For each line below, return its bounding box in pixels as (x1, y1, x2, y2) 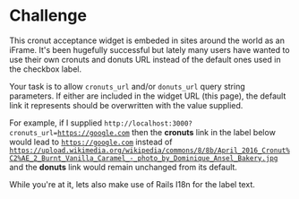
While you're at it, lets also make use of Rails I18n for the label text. (9, 178, 255, 189)
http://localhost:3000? (104, 118, 192, 128)
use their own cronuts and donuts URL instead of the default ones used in (9, 54, 281, 65)
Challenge (9, 5, 88, 26)
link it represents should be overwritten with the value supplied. (9, 99, 243, 110)
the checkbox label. (9, 64, 82, 74)
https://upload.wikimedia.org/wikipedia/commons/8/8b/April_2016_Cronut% (9, 145, 291, 155)
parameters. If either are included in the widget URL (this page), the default (9, 91, 286, 101)
